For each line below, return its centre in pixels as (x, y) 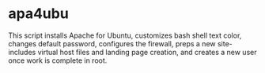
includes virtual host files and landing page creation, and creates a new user (132, 52)
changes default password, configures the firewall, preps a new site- (121, 43)
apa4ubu (38, 14)
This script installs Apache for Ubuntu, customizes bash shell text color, (125, 35)
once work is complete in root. (58, 60)
